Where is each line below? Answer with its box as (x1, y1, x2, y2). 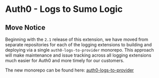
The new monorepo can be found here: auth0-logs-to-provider (5, 67, 134, 73)
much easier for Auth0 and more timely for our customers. (5, 58, 124, 63)
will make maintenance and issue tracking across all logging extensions (5, 52, 152, 58)
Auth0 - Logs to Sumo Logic (5, 3, 123, 15)
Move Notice (5, 23, 46, 32)
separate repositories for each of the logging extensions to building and (5, 42, 152, 48)
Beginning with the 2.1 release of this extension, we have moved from (5, 36, 148, 42)
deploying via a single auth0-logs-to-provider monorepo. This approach (5, 47, 154, 53)
